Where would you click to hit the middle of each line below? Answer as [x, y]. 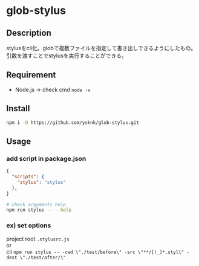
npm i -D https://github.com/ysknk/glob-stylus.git [73, 122]
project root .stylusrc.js [38, 239]
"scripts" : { [28, 177]
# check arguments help [36, 204]
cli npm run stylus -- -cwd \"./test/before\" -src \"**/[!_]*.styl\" [95, 251]
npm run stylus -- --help [39, 210]
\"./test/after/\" [43, 258]
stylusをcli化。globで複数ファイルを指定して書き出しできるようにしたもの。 [101, 48]
